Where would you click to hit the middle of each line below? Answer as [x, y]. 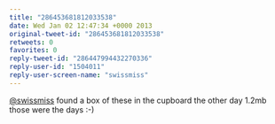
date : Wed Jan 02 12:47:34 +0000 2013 [81, 26]
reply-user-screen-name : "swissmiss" [79, 75]
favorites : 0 [33, 50]
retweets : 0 [31, 42]
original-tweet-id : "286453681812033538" [87, 34]
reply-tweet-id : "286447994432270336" [81, 58]
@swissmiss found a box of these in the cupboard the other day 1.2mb [138, 100]
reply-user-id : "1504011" [57, 67]
